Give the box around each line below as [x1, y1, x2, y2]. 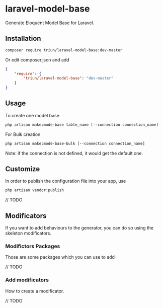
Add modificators [5, 276, 49, 283]
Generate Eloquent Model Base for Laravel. [5, 20, 95, 26]
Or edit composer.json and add [5, 56, 69, 63]
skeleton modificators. [5, 230, 52, 237]
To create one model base [5, 112, 59, 118]
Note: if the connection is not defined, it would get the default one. [5, 150, 143, 156]
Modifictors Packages [5, 243, 60, 250]
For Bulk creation [5, 131, 41, 137]
